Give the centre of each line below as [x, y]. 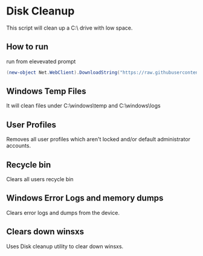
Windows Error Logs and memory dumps [85, 198]
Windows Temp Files [46, 91]
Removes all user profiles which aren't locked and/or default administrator [98, 139]
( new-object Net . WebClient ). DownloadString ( [63, 72]
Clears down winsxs [45, 232]
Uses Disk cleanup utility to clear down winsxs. [65, 246]
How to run [27, 47]
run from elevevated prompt [41, 61]
